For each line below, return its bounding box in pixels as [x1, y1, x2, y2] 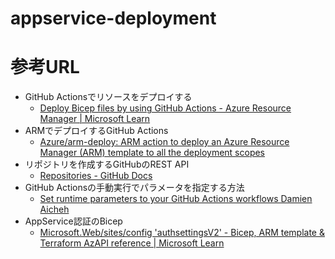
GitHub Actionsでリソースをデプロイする [24, 91, 193, 103]
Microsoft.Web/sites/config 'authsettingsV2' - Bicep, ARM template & [39, 227, 325, 239]
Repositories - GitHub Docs [39, 170, 153, 182]
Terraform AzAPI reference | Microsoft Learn [39, 237, 225, 249]
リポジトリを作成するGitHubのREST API [24, 158, 190, 171]
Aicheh [39, 203, 70, 216]
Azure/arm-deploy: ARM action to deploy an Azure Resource [39, 136, 290, 148]
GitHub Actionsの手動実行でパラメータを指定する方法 [24, 182, 245, 194]
